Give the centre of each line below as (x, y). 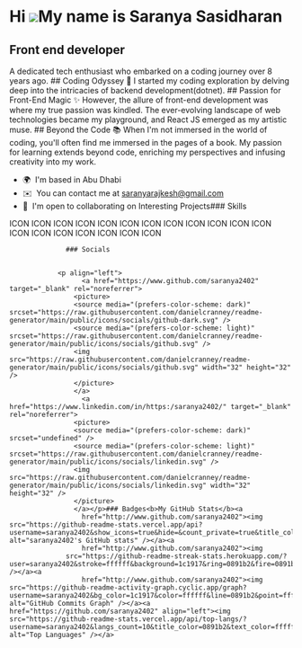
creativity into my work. (53, 162)
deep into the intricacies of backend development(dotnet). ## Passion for (145, 90)
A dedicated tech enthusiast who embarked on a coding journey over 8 (141, 71)
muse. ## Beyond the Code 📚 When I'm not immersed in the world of (138, 129)
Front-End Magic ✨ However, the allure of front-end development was (139, 100)
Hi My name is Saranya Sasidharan (146, 17)
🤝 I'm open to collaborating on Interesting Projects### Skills (134, 206)
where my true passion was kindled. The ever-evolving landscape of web (145, 110)
